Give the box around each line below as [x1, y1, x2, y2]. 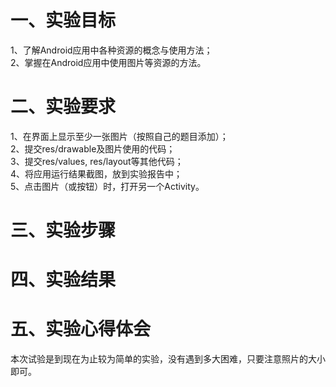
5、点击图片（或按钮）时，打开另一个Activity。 [10, 180, 205, 192]
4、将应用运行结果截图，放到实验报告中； [10, 167, 183, 180]
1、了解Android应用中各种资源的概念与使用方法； [10, 44, 213, 56]
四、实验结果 [10, 269, 117, 291]
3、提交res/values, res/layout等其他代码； [10, 155, 184, 167]
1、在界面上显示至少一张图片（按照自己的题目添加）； [10, 130, 229, 142]
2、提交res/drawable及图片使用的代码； [10, 142, 176, 155]
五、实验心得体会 [10, 318, 152, 341]
